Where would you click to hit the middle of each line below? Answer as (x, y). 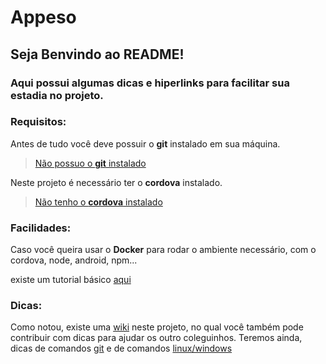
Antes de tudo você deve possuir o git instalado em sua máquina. (145, 143)
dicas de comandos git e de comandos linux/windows (121, 348)
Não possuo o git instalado (90, 163)
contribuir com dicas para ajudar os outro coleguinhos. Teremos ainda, (156, 338)
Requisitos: (38, 122)
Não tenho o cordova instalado (98, 202)
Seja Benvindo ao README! (97, 54)
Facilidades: (41, 228)
